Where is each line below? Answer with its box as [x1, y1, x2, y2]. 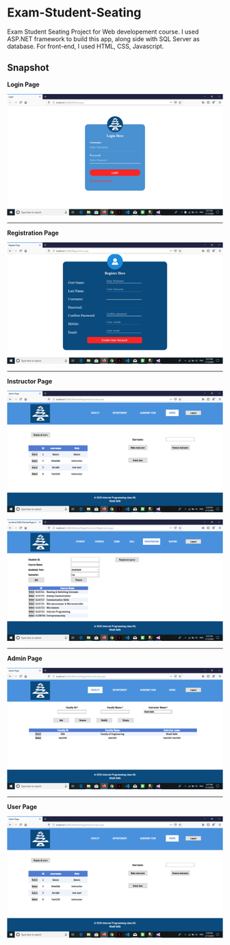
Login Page [7, 80, 40, 89]
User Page [7, 802, 38, 810]
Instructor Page [7, 377, 53, 385]
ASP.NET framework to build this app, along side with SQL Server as [7, 34, 200, 43]
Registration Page [7, 229, 60, 237]
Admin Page [7, 654, 42, 662]
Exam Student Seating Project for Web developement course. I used [7, 27, 199, 36]
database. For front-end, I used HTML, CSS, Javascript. [7, 42, 164, 50]
